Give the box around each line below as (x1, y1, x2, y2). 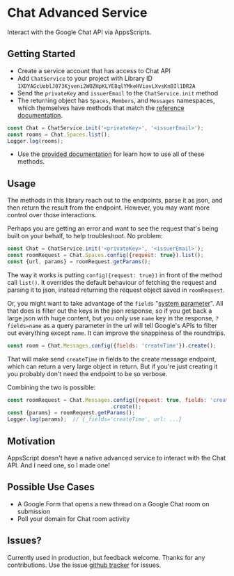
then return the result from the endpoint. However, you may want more (7, 203, 210, 212)
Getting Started (7, 48, 76, 60)
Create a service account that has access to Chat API (17, 66, 171, 75)
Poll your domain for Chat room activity (17, 514, 130, 523)
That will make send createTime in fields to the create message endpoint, (7, 355, 217, 363)
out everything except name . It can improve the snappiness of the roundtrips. (7, 329, 226, 337)
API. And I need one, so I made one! (7, 461, 110, 469)
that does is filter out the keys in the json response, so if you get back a (7, 306, 212, 315)
